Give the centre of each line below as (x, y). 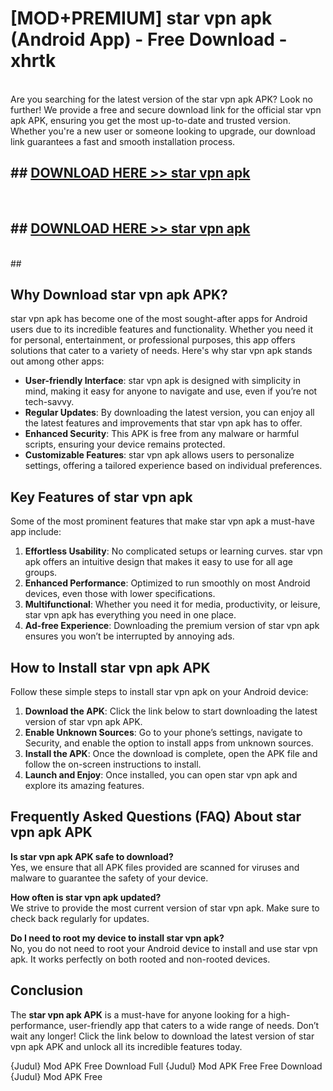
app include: (36, 532)
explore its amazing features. (84, 785)
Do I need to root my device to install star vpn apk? (117, 938)
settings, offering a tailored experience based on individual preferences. (173, 466)
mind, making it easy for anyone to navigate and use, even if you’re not (171, 391)
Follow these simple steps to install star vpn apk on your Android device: (159, 691)
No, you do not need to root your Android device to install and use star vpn (164, 948)
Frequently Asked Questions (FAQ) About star (156, 817)
